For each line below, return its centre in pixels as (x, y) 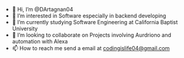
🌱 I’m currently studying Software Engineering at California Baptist (95, 22)
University (25, 28)
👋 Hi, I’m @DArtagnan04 (43, 9)
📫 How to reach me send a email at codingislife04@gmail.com (91, 48)
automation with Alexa (40, 41)
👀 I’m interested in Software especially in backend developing (89, 16)
